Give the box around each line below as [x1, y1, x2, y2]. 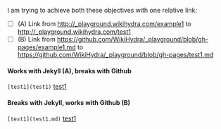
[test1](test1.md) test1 [7, 114, 76, 123]
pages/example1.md [17, 43, 76, 51]
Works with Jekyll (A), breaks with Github [7, 66, 132, 75]
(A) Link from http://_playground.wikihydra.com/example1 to [17, 20, 191, 27]
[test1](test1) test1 [7, 82, 67, 91]
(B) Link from [17, 35, 56, 44]
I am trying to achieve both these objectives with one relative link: [7, 6, 197, 14]
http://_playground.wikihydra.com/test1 [17, 27, 132, 36]
